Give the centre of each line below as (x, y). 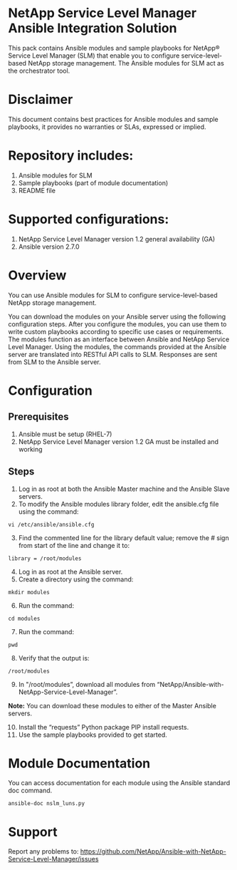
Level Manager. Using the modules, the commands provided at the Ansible (117, 346)
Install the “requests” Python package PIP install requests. (104, 727)
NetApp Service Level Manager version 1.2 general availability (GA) (117, 239)
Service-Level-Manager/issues (53, 859)
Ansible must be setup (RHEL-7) (65, 434)
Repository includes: (71, 156)
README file (37, 190)
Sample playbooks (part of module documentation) (93, 182)
